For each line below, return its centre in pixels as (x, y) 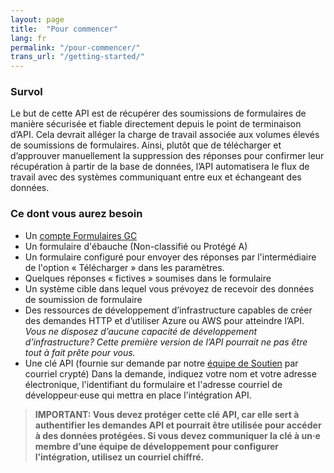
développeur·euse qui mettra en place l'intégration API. (138, 395)
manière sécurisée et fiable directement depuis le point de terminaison (156, 124)
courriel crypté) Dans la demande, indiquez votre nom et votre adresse (170, 373)
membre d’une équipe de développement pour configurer (157, 446)
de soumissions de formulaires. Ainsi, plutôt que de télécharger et (146, 145)
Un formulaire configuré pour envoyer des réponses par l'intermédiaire (170, 257)
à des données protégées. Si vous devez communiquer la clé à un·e (177, 435)
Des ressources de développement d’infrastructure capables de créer (168, 310)
